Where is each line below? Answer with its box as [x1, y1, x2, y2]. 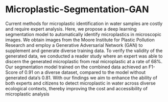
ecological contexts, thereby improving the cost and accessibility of [5, 85, 148, 91]
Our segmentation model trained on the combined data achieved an [5, 64, 148, 70]
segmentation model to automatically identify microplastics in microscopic [5, 31, 162, 37]
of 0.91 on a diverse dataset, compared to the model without [18, 69, 146, 75]
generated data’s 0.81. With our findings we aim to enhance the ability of [5, 74, 157, 81]
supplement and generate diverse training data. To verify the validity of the [5, 47, 163, 54]
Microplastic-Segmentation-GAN [5, 4, 149, 15]
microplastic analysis [5, 91, 50, 97]
